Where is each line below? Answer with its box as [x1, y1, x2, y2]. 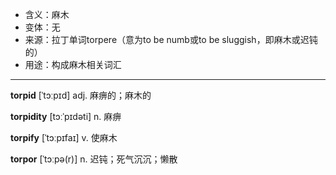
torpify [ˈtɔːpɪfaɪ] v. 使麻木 [10, 132, 118, 143]
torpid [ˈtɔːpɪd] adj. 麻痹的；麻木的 [10, 89, 152, 101]
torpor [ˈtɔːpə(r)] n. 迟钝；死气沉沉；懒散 [10, 153, 178, 165]
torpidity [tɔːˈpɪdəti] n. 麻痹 [10, 111, 122, 122]
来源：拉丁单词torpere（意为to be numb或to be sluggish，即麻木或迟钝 [24, 34, 318, 45]
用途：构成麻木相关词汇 [24, 59, 122, 70]
